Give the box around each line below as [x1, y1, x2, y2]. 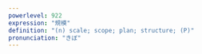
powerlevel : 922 [8, 11, 62, 20]
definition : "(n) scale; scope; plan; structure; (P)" [8, 26, 195, 34]
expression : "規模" [8, 19, 71, 27]
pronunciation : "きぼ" [8, 33, 81, 42]
